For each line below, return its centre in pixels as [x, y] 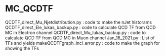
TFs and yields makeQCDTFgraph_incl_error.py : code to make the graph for [82, 43]
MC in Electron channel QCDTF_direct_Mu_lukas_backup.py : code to [76, 32]
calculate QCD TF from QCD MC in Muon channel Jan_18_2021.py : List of [80, 38]
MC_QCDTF [29, 9]
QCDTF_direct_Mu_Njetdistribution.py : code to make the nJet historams [79, 22]
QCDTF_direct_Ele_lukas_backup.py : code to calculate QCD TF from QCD [81, 27]
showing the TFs [22, 48]
